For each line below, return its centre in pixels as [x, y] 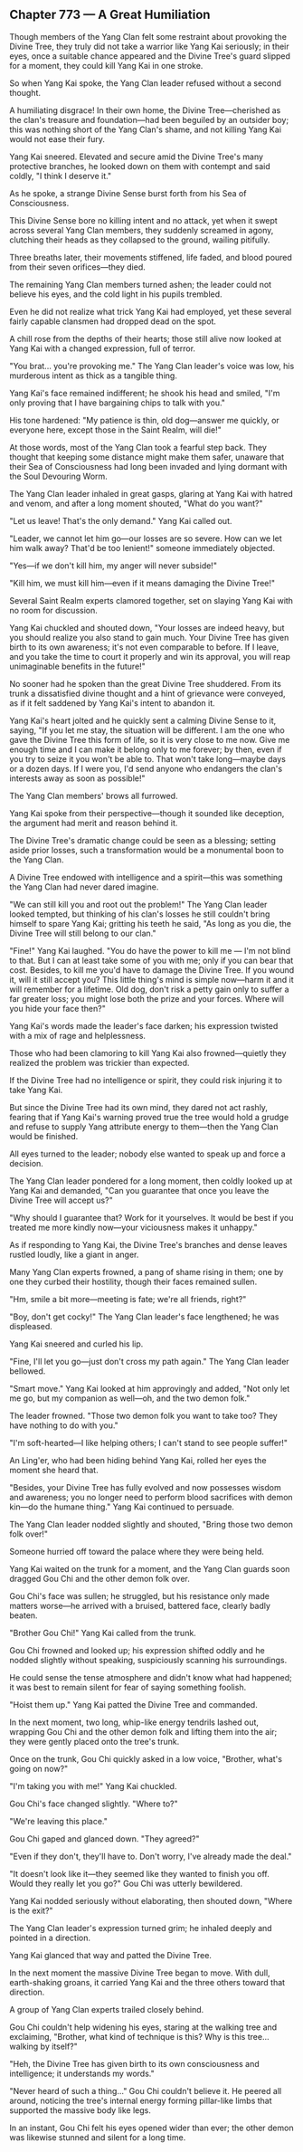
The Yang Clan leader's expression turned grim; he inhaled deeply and [141, 1928]
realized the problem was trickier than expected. [99, 1062]
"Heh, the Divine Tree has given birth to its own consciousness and [134, 2063]
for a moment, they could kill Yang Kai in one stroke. [106, 65]
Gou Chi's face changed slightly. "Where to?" [94, 1804]
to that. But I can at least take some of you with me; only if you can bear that [151, 960]
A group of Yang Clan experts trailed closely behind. [107, 2009]
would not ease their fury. [57, 138]
